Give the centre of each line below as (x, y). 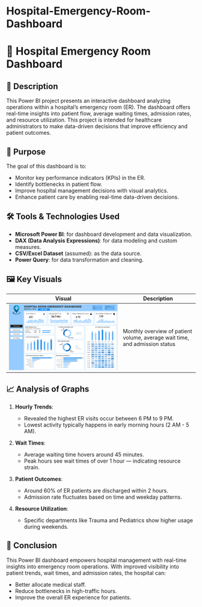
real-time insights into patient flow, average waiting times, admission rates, (99, 114)
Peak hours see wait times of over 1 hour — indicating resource (102, 461)
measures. (28, 247)
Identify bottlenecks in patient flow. (58, 184)
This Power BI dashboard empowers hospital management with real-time (96, 560)
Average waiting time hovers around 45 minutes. (84, 454)
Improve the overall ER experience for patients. (73, 597)
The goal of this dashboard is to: (47, 166)
